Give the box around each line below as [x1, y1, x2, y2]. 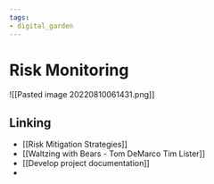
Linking [9, 115, 52, 130]
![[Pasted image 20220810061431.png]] [9, 89, 155, 100]
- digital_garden [9, 21, 74, 30]
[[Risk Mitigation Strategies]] [21, 139, 128, 150]
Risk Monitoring [9, 60, 129, 80]
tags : [9, 13, 29, 22]
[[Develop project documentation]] [21, 158, 150, 169]
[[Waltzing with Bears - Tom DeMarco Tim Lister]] [21, 148, 206, 159]
